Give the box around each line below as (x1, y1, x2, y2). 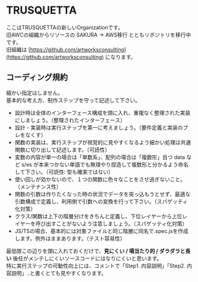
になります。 (105, 53, 136, 60)
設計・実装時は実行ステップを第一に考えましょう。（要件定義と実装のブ (14, 124, 188, 131)
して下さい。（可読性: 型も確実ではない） (14, 168, 114, 175)
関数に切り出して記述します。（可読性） (14, 146, 111, 153)
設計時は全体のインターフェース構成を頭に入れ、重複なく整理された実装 (14, 109, 191, 116)
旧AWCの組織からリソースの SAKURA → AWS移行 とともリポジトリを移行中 (6, 31, 191, 38)
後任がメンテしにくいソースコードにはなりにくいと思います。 (12, 255, 163, 262)
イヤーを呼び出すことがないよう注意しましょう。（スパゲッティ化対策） (14, 220, 188, 227)
